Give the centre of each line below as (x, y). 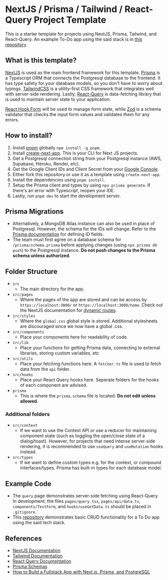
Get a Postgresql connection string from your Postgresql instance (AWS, (87, 158)
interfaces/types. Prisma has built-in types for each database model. (91, 468)
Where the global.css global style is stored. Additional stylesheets (89, 321)
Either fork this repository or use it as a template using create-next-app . (87, 174)
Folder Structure (31, 271)
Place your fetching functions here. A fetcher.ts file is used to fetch (91, 364)
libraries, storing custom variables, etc (59, 353)
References (24, 538)
